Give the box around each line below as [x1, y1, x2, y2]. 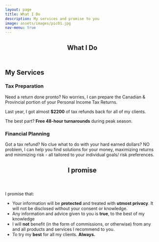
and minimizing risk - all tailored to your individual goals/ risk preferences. [5, 152, 155, 158]
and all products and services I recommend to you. [12, 226, 115, 232]
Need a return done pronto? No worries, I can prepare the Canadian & [5, 94, 146, 100]
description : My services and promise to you [5, 16, 99, 21]
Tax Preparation [5, 83, 44, 89]
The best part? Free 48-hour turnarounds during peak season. [5, 118, 133, 124]
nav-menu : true [5, 25, 36, 30]
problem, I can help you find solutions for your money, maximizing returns [5, 147, 154, 153]
